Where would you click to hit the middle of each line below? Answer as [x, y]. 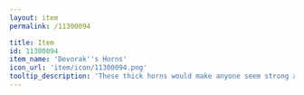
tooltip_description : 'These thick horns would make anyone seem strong [149, 76]
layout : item [34, 18]
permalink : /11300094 [50, 26]
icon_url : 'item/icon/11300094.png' [78, 68]
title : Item [32, 43]
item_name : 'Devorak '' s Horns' [68, 60]
